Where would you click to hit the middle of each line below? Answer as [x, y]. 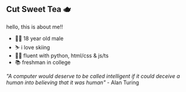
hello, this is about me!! [35, 27]
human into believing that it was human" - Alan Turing [73, 82]
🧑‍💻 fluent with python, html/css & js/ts [62, 56]
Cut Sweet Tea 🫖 [39, 9]
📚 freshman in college [43, 62]
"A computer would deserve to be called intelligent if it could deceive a [93, 76]
